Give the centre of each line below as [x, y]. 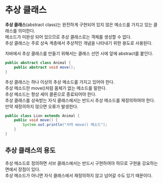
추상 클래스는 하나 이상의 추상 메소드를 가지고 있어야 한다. [60, 82]
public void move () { [36, 120]
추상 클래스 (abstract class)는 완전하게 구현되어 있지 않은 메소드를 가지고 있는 [79, 25]
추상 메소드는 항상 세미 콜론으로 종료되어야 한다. [51, 94]
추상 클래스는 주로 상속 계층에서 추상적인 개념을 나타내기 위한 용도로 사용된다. [79, 43]
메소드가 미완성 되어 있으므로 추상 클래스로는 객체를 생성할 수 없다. [68, 37]
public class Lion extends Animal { [42, 116]
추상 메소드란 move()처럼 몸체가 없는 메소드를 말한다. [56, 88]
